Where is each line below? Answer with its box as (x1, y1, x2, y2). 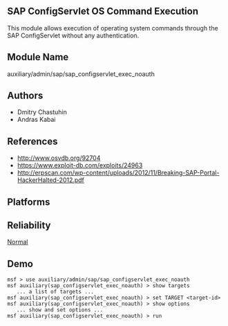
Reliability (7, 219, 51, 231)
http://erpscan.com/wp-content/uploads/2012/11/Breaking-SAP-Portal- (17, 169, 220, 177)
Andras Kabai (17, 116, 56, 124)
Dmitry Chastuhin (17, 108, 67, 116)
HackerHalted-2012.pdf (17, 176, 85, 184)
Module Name (7, 51, 69, 63)
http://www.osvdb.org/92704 (17, 154, 101, 162)
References (7, 135, 58, 147)
